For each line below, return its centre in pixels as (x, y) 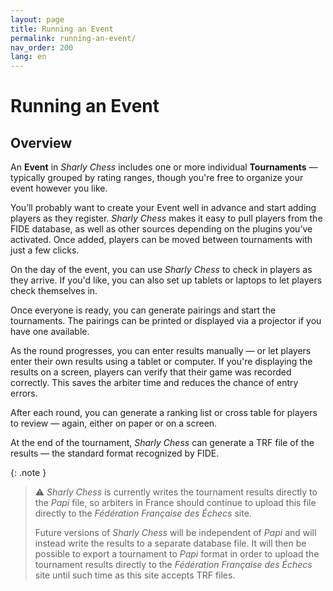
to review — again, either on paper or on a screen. (114, 423)
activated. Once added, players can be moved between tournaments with (161, 240)
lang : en (28, 57)
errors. (24, 393)
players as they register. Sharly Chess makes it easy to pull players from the (166, 218)
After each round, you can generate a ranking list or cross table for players (164, 413)
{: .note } (28, 473)
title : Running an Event (62, 29)
